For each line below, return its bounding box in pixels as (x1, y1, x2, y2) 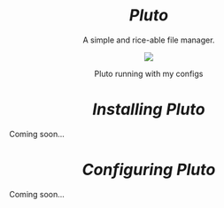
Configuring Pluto (81, 160, 216, 180)
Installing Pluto (92, 99, 205, 119)
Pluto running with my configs (94, 68, 204, 79)
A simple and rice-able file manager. (82, 35, 215, 45)
